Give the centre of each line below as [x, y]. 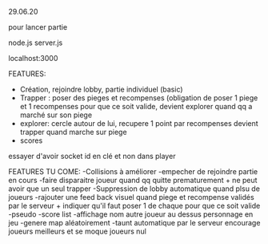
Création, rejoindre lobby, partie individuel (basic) [101, 89]
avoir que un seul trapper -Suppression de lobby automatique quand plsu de [134, 189]
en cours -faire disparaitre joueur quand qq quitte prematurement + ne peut [133, 180]
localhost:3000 [33, 58]
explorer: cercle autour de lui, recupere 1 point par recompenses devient [139, 123]
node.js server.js [36, 43]
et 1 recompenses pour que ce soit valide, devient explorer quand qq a [136, 106]
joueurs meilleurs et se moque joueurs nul [77, 231]
